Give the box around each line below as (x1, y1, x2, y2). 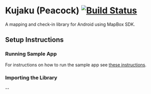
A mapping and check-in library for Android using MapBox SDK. (5, 21, 135, 27)
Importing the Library (5, 74, 58, 81)
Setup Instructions (5, 36, 64, 44)
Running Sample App (5, 50, 57, 57)
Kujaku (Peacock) (5, 5, 80, 16)
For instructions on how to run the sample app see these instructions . (5, 62, 147, 68)
